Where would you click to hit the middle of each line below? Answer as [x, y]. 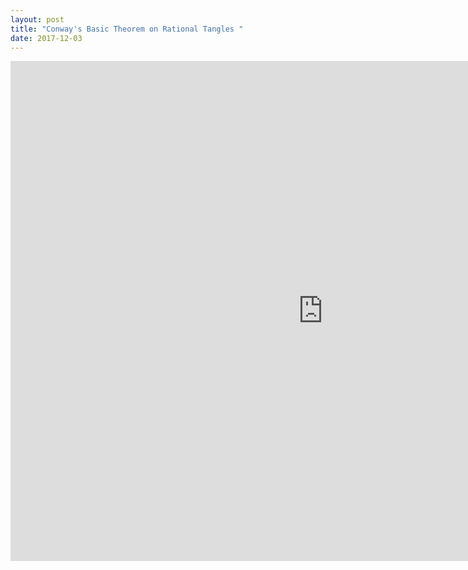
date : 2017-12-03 [46, 38]
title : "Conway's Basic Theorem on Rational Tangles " [127, 29]
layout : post [37, 19]
